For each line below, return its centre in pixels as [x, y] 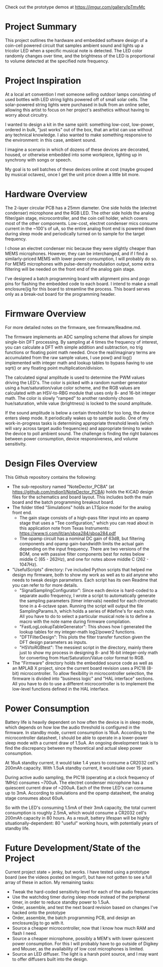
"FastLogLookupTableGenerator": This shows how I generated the [86, 626]
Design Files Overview [51, 463]
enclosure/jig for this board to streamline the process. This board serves [77, 289]
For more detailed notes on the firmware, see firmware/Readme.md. [73, 327]
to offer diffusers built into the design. [50, 959]
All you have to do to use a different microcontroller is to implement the [83, 683]
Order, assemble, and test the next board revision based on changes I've [85, 907]
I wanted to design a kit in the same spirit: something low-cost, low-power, [80, 124]
